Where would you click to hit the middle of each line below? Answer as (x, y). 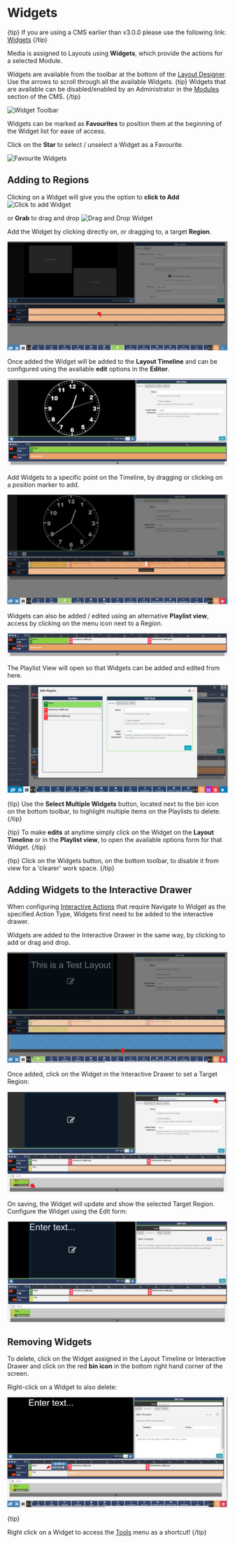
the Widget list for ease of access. (57, 131)
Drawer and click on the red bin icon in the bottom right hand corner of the (115, 1366)
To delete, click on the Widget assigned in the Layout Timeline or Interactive (116, 1359)
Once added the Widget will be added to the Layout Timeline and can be (113, 362)
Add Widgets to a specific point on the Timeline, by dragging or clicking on (115, 478)
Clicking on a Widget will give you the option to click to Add (93, 197)
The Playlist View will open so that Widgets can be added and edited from (114, 668)
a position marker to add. (43, 485)
